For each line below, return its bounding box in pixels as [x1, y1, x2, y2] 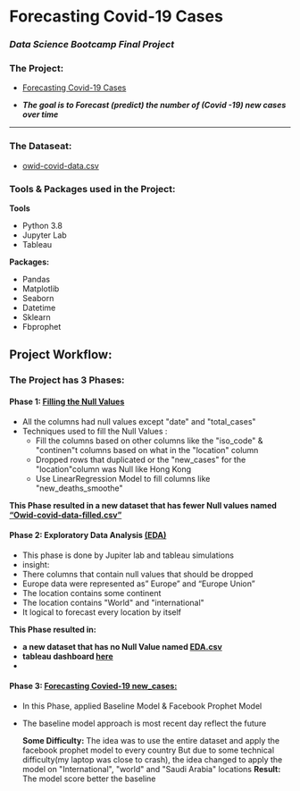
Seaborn [21, 293, 54, 303]
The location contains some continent [21, 587, 162, 598]
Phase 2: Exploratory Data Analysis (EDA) [9, 530, 167, 541]
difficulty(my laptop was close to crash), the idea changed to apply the [21, 753, 283, 765]
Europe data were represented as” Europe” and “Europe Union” [21, 578, 256, 589]
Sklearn [21, 312, 51, 323]
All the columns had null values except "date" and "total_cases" [21, 416, 256, 426]
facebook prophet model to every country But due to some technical [21, 745, 275, 755]
